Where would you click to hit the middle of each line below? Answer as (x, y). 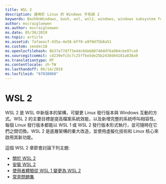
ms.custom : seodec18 (26, 46)
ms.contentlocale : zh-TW (31, 65)
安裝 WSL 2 (24, 164)
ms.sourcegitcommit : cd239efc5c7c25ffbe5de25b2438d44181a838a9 (72, 55)
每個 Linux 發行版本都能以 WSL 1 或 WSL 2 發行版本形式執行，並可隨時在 (79, 125)
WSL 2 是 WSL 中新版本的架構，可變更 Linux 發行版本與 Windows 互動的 (79, 112)
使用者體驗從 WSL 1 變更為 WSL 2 (47, 170)
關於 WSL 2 (24, 158)
